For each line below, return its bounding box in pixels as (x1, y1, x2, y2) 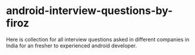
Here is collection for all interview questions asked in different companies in (6, 36, 190, 43)
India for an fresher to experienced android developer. (6, 42, 137, 49)
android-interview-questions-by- (6, 4, 173, 18)
